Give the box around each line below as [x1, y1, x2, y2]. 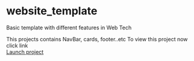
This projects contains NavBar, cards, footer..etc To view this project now [6, 35, 188, 42]
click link [6, 42, 28, 49]
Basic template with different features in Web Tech [6, 24, 132, 31]
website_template [6, 4, 98, 18]
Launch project [6, 48, 44, 55]
